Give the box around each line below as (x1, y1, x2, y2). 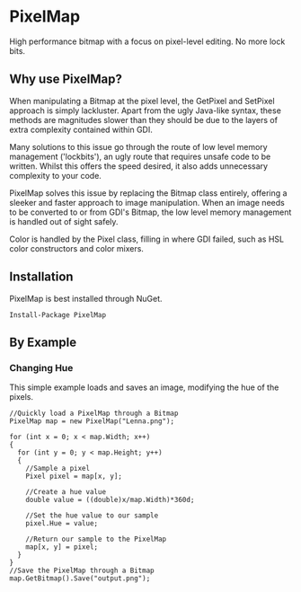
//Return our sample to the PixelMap (25, 535, 167, 544)
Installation (9, 269, 74, 285)
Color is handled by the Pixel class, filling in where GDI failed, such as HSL (9, 234, 285, 244)
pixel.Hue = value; (25, 519, 99, 528)
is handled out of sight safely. (9, 216, 119, 226)
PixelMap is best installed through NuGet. (9, 293, 164, 304)
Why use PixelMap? (9, 72, 123, 87)
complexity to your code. (9, 170, 102, 181)
